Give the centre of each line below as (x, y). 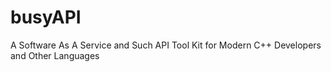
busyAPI (46, 17)
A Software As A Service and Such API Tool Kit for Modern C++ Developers (166, 45)
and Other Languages (55, 55)
